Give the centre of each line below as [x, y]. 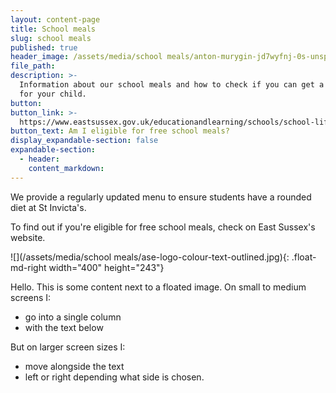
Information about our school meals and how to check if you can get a [172, 85]
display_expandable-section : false [84, 141]
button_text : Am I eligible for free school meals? [120, 131]
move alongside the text [74, 366]
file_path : [33, 66]
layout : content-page [55, 19]
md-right [28, 267]
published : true [44, 47]
